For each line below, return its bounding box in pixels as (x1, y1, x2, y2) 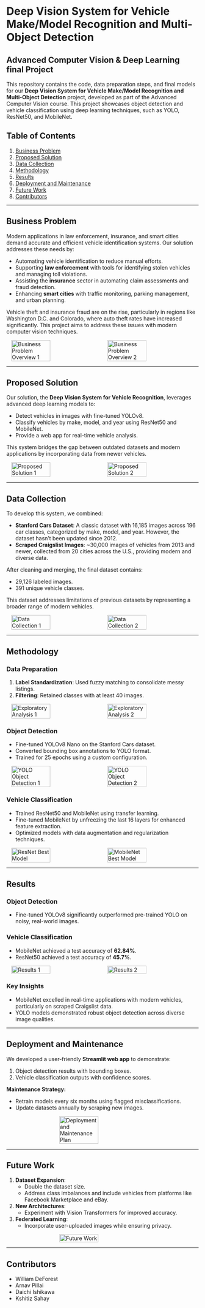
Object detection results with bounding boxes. (15, 1067, 131, 1075)
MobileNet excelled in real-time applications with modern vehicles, (15, 996, 183, 1003)
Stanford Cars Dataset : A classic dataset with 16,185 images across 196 (15, 522, 196, 529)
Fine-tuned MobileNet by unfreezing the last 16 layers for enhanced (15, 816, 185, 823)
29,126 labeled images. (15, 578, 73, 586)
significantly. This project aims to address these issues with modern (6, 321, 178, 328)
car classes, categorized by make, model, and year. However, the (15, 528, 180, 535)
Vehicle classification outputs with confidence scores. (15, 1073, 151, 1081)
